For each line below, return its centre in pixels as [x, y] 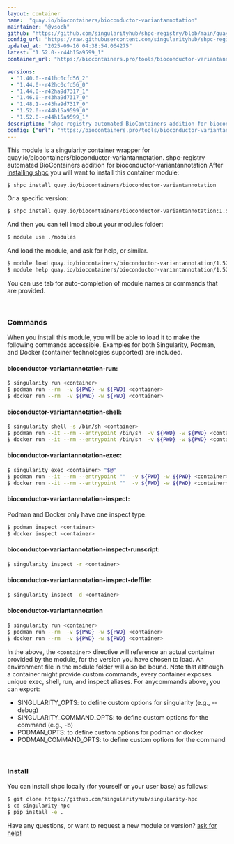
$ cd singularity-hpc [39, 806]
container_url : [29, 59]
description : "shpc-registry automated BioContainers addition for [107, 124]
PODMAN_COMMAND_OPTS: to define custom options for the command [121, 739]
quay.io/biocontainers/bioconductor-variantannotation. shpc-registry [106, 157]
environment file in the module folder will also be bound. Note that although [116, 667]
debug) [28, 710]
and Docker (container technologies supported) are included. [95, 353]
